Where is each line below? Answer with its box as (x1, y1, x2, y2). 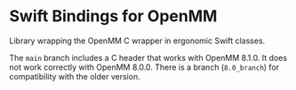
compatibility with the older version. (9, 71, 140, 81)
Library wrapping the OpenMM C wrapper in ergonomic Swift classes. (9, 35, 266, 46)
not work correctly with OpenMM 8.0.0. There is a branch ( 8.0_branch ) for (9, 62, 280, 72)
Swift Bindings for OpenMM (9, 6, 218, 26)
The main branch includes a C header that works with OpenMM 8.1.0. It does (9, 52, 287, 63)
